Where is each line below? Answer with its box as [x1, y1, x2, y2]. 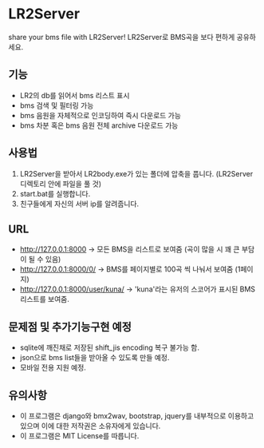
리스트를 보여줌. [19, 295, 69, 304]
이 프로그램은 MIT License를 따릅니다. [19, 431, 140, 440]
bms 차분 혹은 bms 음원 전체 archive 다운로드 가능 [19, 121, 179, 130]
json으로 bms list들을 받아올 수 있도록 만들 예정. [19, 353, 170, 363]
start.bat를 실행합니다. [19, 188, 91, 198]
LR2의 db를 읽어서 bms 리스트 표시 [19, 90, 130, 100]
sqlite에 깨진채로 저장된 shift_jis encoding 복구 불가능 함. [19, 343, 199, 352]
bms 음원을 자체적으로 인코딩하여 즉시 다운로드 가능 [19, 110, 182, 120]
